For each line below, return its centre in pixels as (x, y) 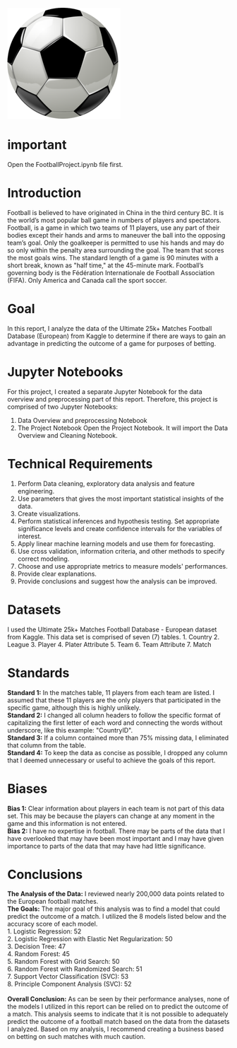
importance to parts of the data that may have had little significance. (107, 846)
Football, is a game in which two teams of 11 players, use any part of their (114, 228)
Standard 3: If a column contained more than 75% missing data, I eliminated (118, 738)
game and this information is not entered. (67, 823)
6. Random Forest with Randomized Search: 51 (75, 969)
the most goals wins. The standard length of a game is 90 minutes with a (113, 257)
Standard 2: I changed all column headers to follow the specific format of (114, 715)
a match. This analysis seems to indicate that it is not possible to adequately (118, 1014)
